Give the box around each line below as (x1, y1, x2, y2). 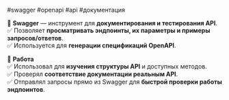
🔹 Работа (7, 55, 34, 63)
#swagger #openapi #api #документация (7, 6, 125, 14)
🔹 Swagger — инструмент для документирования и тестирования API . (7, 19, 217, 27)
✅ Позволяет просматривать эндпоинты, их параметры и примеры (7, 27, 211, 34)
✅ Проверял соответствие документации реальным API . (7, 70, 178, 78)
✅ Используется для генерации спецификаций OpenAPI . (7, 41, 176, 49)
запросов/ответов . (7, 34, 64, 42)
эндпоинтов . (7, 86, 46, 93)
